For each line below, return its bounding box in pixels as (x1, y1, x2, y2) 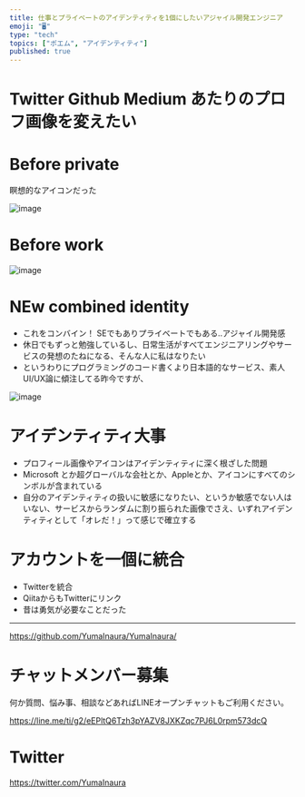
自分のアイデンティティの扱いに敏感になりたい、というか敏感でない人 (22, 492, 284, 503)
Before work (9, 235, 104, 255)
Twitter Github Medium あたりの (9, 89, 254, 110)
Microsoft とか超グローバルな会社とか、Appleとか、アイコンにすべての (22, 469, 288, 480)
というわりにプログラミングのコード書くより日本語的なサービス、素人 (22, 362, 286, 373)
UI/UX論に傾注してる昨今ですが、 (22, 373, 149, 384)
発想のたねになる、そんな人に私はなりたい (46, 350, 206, 361)
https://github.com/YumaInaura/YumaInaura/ (9, 631, 177, 641)
